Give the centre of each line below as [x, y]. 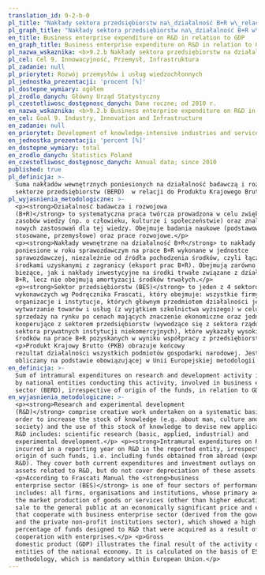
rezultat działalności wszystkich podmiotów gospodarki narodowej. [129, 353]
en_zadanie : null [37, 126]
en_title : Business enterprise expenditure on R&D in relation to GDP [127, 38]
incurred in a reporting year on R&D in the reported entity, [119, 449]
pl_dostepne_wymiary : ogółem [56, 89]
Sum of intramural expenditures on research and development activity [134, 375]
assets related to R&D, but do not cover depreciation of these [123, 471]
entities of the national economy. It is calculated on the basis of [132, 551]
